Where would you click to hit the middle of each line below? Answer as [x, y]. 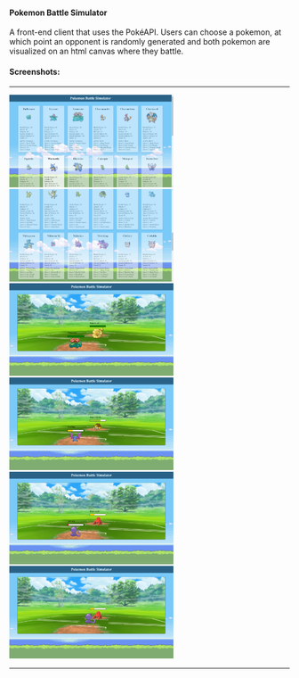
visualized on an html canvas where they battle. [97, 51]
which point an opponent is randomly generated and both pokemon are [140, 42]
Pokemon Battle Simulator [58, 12]
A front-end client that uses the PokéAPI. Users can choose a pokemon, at [145, 32]
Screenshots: [35, 71]
